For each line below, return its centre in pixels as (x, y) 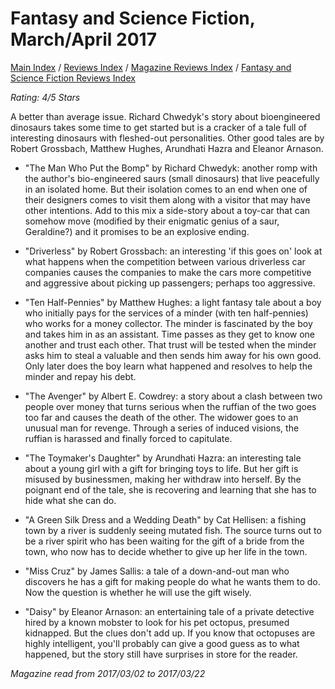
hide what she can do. (70, 500)
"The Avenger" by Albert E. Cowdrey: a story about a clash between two (173, 396)
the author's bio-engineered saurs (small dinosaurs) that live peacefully (172, 178)
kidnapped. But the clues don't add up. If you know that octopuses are (170, 633)
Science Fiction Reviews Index (73, 78)
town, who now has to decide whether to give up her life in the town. (166, 551)
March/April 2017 (83, 39)
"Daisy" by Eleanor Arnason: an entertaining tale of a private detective (169, 611)
